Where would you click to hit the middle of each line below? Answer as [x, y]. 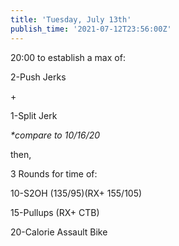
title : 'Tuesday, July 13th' [71, 19]
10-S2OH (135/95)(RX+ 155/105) [76, 193]
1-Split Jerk [34, 115]
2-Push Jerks [38, 77]
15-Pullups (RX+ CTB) [55, 212]
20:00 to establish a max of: [68, 57]
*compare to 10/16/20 [55, 135]
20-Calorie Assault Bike [59, 232]
